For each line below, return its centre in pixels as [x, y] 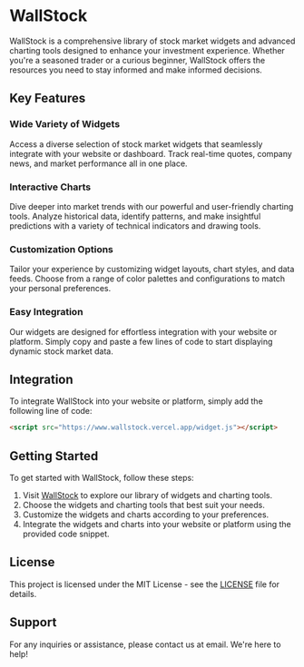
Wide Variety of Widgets [65, 124]
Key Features [48, 98]
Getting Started [54, 456]
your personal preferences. [60, 289]
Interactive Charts [50, 187]
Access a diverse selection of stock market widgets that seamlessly [136, 144]
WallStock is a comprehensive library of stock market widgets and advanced [152, 41]
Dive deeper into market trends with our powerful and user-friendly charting [152, 206]
